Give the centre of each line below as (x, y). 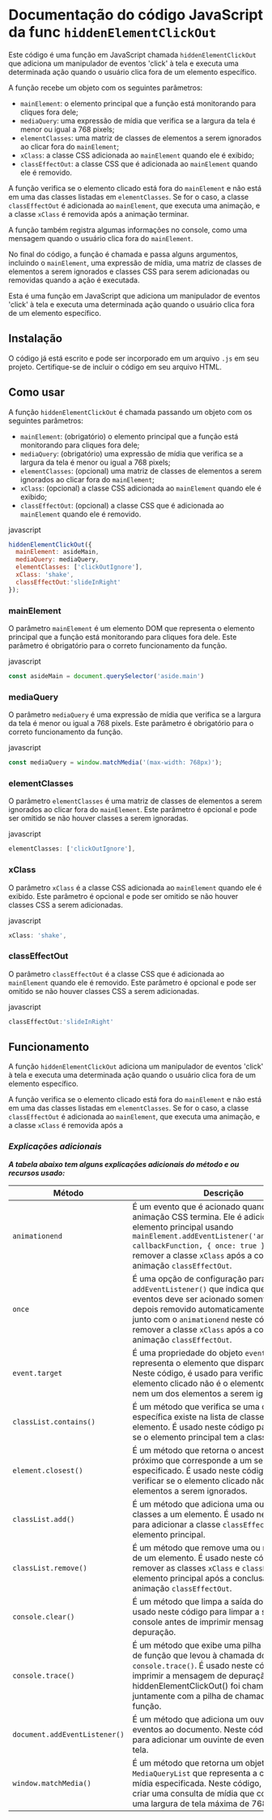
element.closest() (48, 1470)
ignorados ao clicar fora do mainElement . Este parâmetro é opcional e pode (133, 810)
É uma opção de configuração (189, 1278)
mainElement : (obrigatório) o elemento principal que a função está (129, 436)
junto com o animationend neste (192, 1319)
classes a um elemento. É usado (193, 1514)
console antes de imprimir (182, 1622)
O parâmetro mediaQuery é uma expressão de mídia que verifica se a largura (135, 715)
